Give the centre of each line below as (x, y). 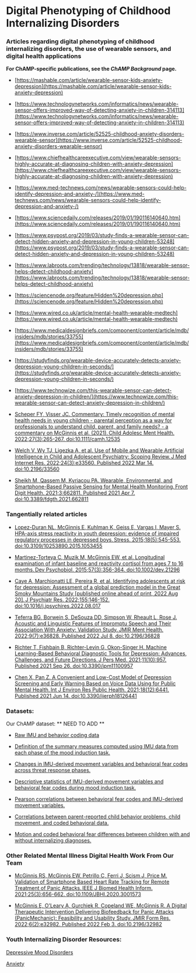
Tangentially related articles (47, 515)
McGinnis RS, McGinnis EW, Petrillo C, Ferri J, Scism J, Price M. (91, 876)
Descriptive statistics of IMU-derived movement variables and (89, 782)
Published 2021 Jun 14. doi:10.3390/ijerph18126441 (76, 696)
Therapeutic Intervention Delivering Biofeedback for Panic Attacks (94, 912)
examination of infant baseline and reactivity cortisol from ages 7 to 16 (99, 563)
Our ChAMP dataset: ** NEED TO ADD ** (55, 724)
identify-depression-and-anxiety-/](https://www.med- (79, 194)
